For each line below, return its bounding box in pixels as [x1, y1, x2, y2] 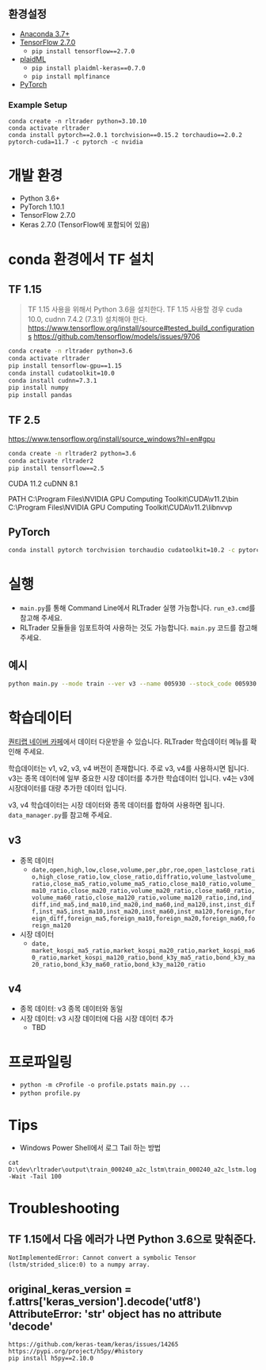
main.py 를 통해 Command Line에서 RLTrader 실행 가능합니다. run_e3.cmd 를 [19, 603, 256, 612]
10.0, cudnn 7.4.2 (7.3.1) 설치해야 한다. [27, 315, 148, 324]
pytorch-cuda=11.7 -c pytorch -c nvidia [8, 138, 144, 147]
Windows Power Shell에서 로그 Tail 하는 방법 [19, 1143, 161, 1153]
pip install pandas [8, 391, 73, 399]
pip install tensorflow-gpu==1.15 [8, 361, 123, 370]
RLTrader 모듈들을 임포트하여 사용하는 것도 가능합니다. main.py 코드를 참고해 [19, 623, 258, 632]
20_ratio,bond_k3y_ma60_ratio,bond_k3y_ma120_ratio [31, 960, 206, 968]
